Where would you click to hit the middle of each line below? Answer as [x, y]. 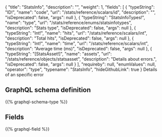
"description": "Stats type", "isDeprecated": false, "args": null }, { [70, 28]
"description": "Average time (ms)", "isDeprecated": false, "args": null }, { [79, 49]
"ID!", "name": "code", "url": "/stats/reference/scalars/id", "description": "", [80, 12]
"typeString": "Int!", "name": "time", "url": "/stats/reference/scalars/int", [77, 43]
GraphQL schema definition [48, 90]
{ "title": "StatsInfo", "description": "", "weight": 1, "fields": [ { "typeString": [80, 7]
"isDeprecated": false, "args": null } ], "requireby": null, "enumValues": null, [81, 64]
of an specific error [24, 75]
